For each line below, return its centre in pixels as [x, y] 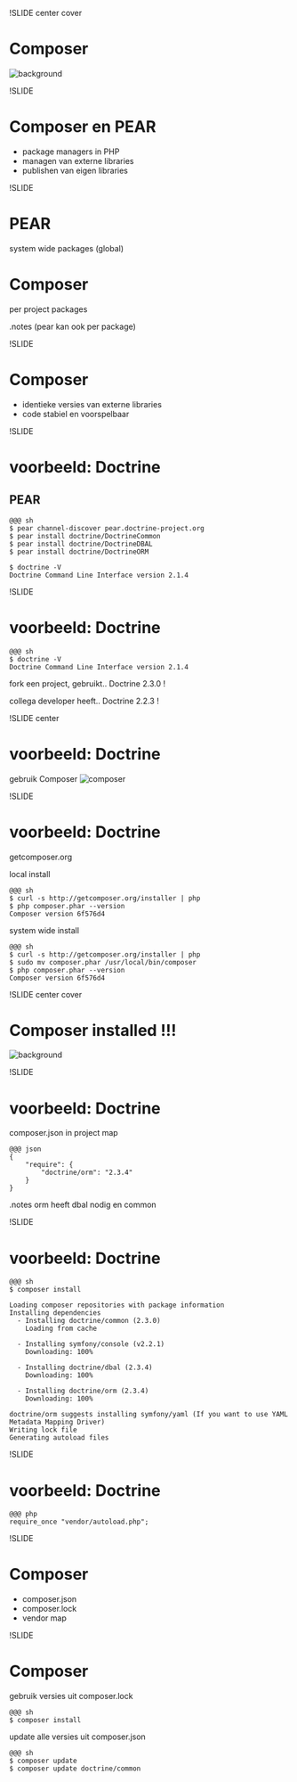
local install [30, 874]
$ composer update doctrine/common [75, 1769]
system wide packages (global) [67, 248]
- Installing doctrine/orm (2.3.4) [83, 1391]
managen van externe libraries [78, 160]
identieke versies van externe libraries [92, 404]
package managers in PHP [71, 152]
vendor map [44, 1618]
